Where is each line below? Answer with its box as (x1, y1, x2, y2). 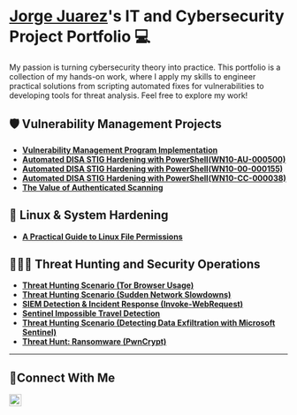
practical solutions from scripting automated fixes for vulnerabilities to (9, 80, 264, 91)
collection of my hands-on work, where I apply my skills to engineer (9, 71, 256, 81)
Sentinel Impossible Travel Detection (21, 308, 161, 319)
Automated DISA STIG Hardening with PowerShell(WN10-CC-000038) (21, 172, 287, 183)
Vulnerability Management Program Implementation (21, 144, 218, 155)
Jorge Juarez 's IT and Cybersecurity (9, 6, 285, 26)
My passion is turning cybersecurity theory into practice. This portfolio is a (9, 62, 281, 72)
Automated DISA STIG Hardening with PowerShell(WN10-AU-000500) (21, 154, 286, 164)
